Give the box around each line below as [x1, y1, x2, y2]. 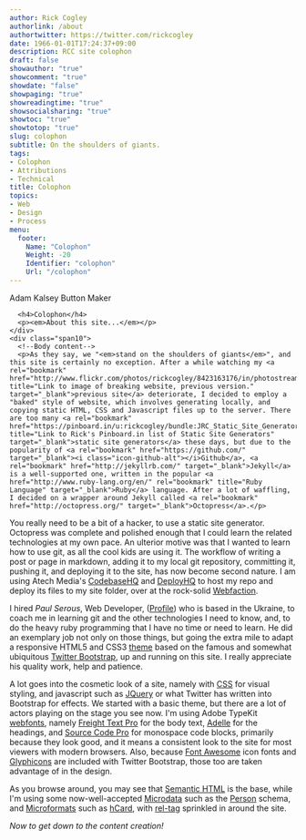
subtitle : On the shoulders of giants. [9, 140, 161, 149]
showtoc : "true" [9, 115, 71, 124]
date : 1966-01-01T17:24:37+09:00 [9, 38, 137, 48]
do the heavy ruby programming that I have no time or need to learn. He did [9, 621, 293, 633]
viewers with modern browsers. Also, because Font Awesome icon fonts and [9, 746, 297, 757]
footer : [17, 233, 47, 242]
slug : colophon [9, 132, 67, 141]
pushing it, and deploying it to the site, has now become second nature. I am [9, 566, 296, 577]
